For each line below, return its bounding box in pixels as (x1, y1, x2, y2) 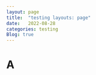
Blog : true (6, 32, 34, 38)
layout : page (6, 9, 39, 15)
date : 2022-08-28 (6, 20, 56, 26)
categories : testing (6, 26, 59, 32)
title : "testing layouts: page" (6, 15, 91, 21)
